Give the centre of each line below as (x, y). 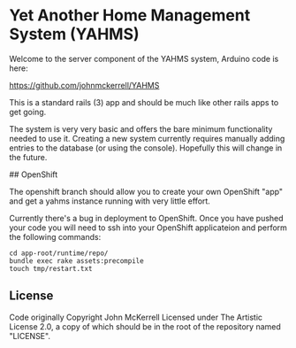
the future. (28, 157)
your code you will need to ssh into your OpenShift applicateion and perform (148, 228)
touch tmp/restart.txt (51, 268)
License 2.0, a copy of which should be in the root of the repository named (145, 326)
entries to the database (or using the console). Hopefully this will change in (146, 148)
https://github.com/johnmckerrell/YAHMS (84, 85)
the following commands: (55, 236)
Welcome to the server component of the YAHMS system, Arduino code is (144, 58)
